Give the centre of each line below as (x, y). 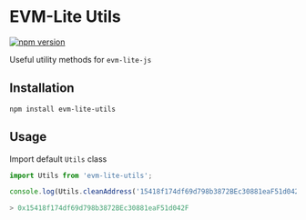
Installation (42, 88)
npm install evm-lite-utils (63, 109)
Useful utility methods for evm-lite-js (81, 59)
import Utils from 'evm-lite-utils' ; (81, 175)
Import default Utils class (58, 159)
